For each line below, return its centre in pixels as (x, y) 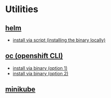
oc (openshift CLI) (34, 56)
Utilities (22, 9)
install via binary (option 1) (40, 68)
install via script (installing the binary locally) (59, 40)
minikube (20, 89)
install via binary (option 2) (40, 73)
